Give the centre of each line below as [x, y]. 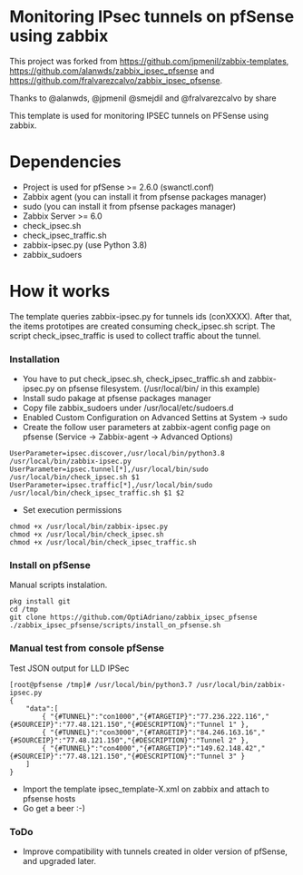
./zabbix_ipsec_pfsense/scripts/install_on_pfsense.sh [115, 625]
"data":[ [42, 708]
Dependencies [65, 162]
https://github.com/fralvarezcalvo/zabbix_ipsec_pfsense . [116, 80]
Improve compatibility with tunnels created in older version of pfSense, [155, 851]
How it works [60, 291]
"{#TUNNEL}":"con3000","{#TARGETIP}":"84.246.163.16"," [157, 732]
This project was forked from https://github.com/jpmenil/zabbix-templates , [149, 61]
